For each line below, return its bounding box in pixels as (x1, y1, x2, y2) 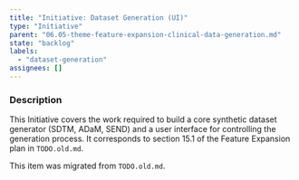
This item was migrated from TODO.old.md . (9, 160, 166, 172)
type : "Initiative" (9, 22, 83, 31)
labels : (9, 47, 39, 56)
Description (9, 93, 63, 106)
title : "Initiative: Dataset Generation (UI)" (9, 13, 188, 23)
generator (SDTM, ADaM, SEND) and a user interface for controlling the (9, 124, 276, 135)
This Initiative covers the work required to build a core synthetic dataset (9, 114, 278, 125)
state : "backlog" (9, 38, 75, 48)
